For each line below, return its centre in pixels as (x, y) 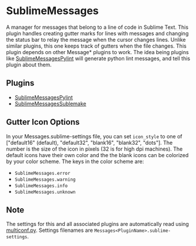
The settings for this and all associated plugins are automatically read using (98, 224)
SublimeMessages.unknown (45, 192)
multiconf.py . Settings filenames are (49, 230)
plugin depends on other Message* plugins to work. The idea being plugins (98, 52)
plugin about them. (29, 64)
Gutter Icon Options (43, 122)
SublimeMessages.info (41, 186)
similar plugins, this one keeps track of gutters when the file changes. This (96, 46)
